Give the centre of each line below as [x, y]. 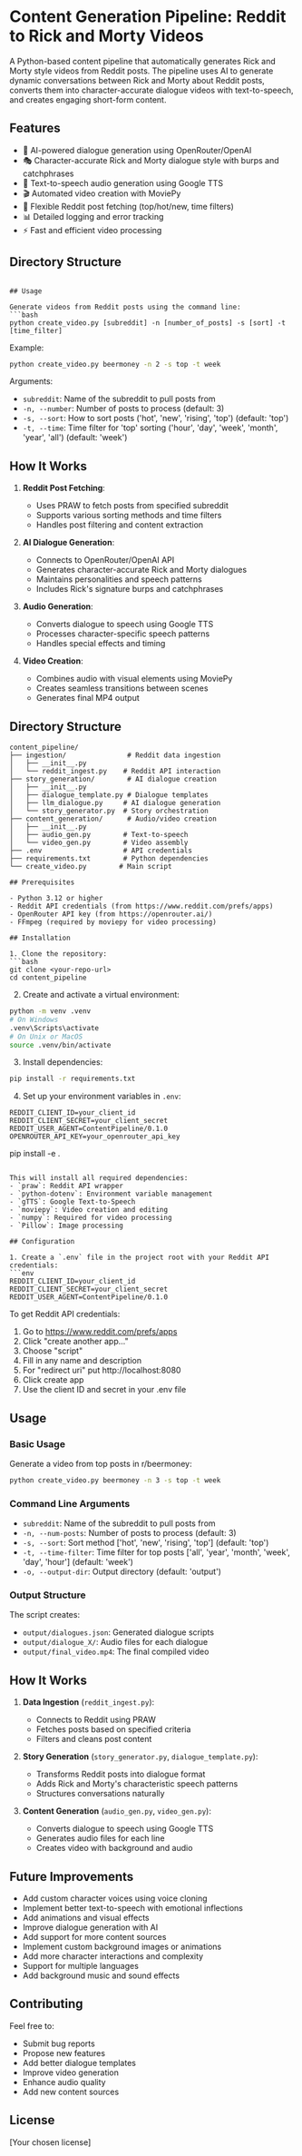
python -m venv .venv [50, 1011]
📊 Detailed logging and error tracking [93, 216]
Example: [27, 348]
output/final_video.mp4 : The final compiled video [116, 1652]
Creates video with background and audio [114, 1848]
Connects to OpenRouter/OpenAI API [105, 560]
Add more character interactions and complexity [113, 1956]
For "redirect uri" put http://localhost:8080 [102, 1370]
